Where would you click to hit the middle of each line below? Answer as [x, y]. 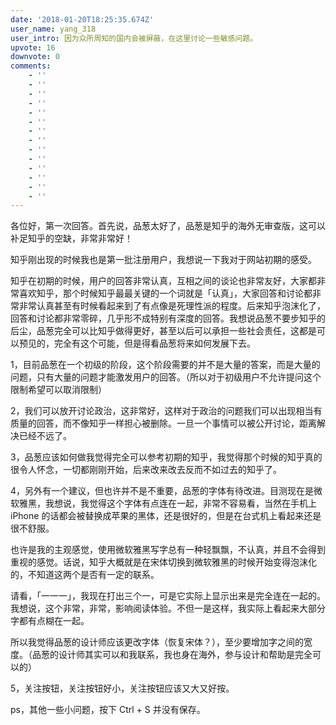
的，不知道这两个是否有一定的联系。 [85, 575]
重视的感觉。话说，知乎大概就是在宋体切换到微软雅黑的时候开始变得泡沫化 [163, 562]
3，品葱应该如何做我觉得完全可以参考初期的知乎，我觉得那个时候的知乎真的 [166, 457]
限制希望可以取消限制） [58, 390]
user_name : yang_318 [53, 29]
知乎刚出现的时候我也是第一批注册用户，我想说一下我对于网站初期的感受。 [163, 260]
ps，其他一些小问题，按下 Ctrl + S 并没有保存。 [108, 710]
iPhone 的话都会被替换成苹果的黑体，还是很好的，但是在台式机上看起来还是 [166, 516]
